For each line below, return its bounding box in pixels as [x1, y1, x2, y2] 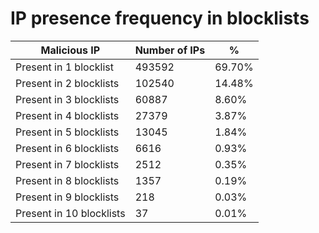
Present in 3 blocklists [15, 92, 120, 106]
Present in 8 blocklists [15, 173, 120, 187]
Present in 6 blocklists [15, 141, 120, 155]
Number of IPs [134, 43, 206, 57]
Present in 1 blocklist [15, 60, 114, 74]
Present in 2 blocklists [15, 76, 120, 90]
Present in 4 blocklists [15, 108, 120, 122]
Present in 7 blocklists [15, 157, 120, 171]
